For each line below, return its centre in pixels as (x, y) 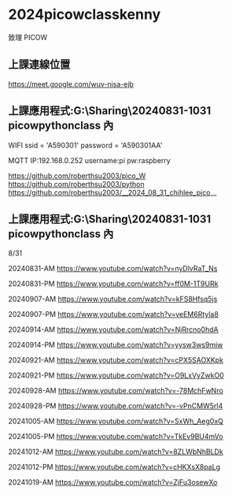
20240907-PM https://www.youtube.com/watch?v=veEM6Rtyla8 (113, 314)
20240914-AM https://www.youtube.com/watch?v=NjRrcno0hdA (113, 329)
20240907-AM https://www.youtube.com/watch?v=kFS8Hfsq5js (113, 299)
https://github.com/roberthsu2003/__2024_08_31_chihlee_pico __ (112, 192)
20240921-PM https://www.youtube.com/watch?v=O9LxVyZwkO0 (116, 375)
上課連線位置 (39, 65)
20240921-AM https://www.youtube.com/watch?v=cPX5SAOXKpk (116, 360)
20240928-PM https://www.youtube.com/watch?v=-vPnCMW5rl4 (116, 406)
